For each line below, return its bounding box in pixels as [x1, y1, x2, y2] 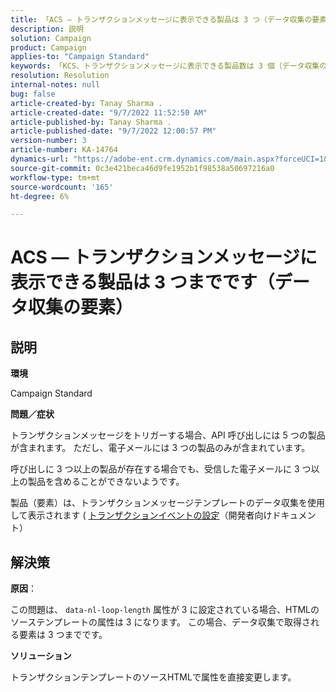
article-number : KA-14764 [10, 145, 118, 155]
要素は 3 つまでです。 [18, 629, 108, 641]
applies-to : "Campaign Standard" [10, 52, 150, 62]
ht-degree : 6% [10, 191, 70, 201]
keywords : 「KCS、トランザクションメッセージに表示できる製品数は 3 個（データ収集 [10, 61, 320, 71]
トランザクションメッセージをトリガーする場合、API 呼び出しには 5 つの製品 [10, 429, 326, 441]
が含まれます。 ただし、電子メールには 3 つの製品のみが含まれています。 [10, 442, 311, 454]
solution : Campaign [10, 33, 92, 43]
